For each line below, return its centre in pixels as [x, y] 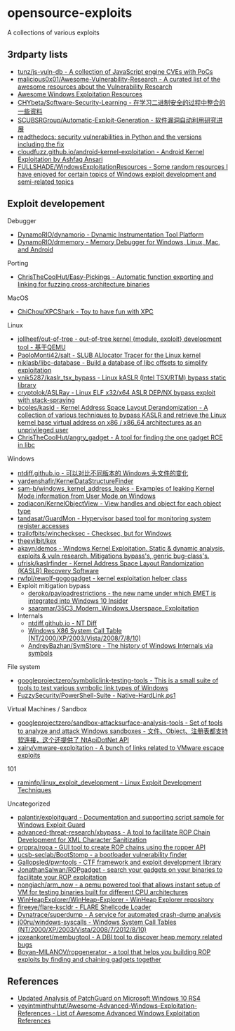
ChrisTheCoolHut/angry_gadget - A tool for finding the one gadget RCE [120, 437]
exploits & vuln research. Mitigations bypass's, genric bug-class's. [113, 556]
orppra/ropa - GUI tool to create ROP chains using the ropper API [111, 847]
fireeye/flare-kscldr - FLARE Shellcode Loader [84, 907]
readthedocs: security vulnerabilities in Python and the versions [109, 137]
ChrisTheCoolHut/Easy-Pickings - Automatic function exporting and [115, 277]
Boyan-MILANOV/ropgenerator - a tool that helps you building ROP [114, 951]
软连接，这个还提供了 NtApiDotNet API [73, 739]
